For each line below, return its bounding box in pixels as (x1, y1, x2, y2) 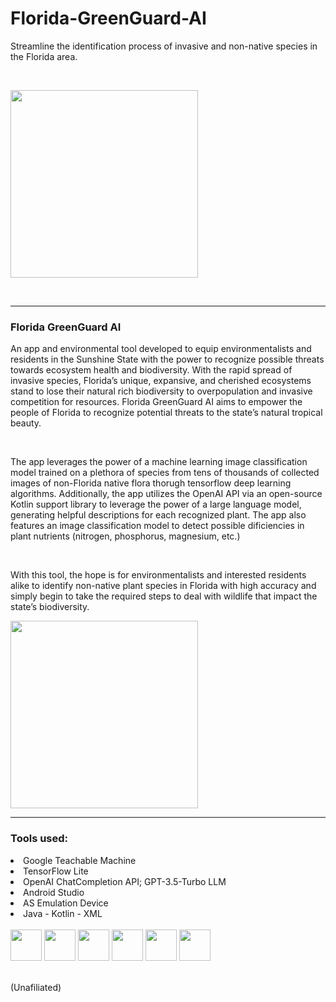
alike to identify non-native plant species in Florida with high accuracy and (10, 580, 317, 592)
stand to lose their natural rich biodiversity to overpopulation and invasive (10, 385, 313, 397)
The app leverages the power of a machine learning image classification (10, 456, 308, 468)
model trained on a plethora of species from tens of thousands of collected (10, 467, 320, 479)
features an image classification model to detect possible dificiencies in (10, 520, 305, 532)
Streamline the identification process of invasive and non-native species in (10, 40, 318, 52)
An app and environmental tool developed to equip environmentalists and (10, 343, 312, 355)
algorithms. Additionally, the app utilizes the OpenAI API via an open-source (10, 488, 323, 500)
